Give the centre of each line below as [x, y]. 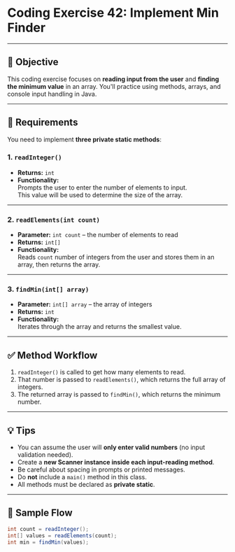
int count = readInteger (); [48, 529]
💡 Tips [22, 431]
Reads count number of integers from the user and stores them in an [116, 257]
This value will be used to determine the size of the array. [100, 194]
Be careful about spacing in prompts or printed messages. [101, 469]
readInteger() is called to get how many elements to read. [101, 372]
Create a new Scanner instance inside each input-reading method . [116, 462]
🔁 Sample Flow [40, 513]
